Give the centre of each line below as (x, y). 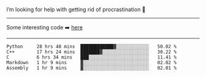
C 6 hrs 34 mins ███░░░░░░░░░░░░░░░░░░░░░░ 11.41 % (91, 57)
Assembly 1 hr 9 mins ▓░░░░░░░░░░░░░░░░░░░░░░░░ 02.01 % (91, 68)
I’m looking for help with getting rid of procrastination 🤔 (76, 9)
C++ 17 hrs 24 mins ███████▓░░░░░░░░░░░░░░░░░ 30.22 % (91, 52)
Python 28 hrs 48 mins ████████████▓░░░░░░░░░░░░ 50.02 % (91, 46)
